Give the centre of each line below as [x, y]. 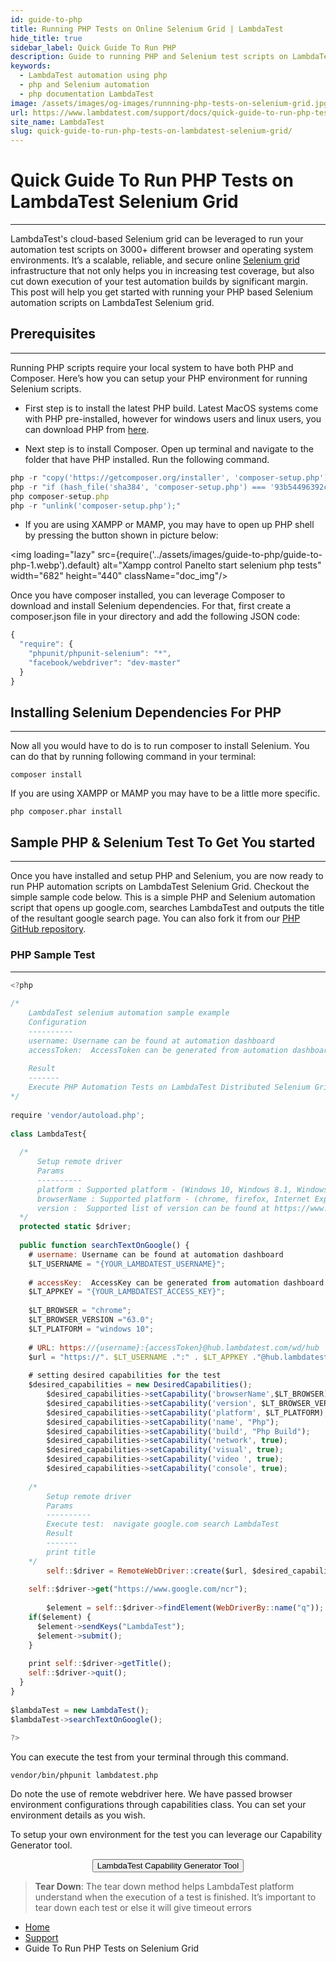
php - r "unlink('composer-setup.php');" [96, 506]
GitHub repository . [48, 929]
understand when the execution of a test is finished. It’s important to [175, 1897]
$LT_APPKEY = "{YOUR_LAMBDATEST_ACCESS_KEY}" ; [127, 1292]
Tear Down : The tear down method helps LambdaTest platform [164, 1887]
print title [71, 1552]
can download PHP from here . [87, 429]
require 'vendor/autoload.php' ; [77, 1115]
